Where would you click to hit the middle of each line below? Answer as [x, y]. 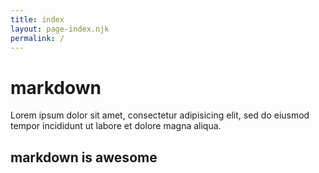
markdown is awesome [84, 157]
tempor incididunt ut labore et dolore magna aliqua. [116, 126]
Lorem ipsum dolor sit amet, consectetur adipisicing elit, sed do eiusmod [160, 115]
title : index [37, 19]
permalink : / [37, 38]
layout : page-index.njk [60, 29]
